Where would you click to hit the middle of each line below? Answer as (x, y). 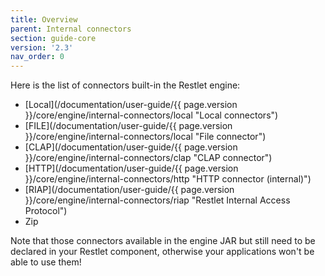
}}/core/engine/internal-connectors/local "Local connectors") (151, 115)
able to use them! (46, 262)
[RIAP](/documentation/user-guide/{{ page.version (129, 190)
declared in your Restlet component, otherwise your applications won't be (162, 252)
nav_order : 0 (37, 57)
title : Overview (44, 19)
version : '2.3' (42, 47)
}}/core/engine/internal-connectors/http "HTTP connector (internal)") (168, 179)
